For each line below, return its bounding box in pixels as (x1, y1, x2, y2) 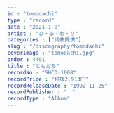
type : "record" (7, 17, 55, 24)
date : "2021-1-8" (7, 23, 61, 30)
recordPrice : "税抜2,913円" (7, 75, 90, 83)
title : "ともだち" (7, 62, 60, 69)
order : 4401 (7, 56, 45, 63)
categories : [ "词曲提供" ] (7, 36, 82, 44)
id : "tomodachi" (7, 10, 58, 18)
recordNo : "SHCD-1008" (7, 69, 77, 76)
